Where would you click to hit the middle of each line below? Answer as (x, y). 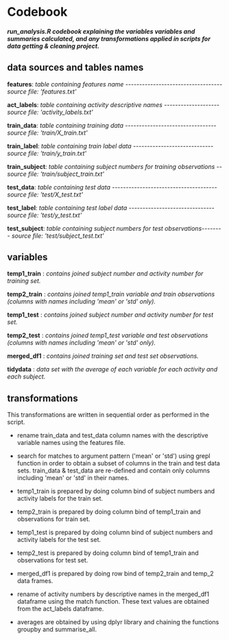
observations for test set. (52, 560)
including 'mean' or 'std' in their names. (73, 478)
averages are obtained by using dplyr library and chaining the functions (118, 622)
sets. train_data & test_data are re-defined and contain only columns (113, 470)
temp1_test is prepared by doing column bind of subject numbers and (115, 532)
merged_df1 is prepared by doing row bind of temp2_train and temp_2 (115, 573)
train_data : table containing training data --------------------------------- (112, 125)
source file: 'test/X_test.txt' (45, 194)
